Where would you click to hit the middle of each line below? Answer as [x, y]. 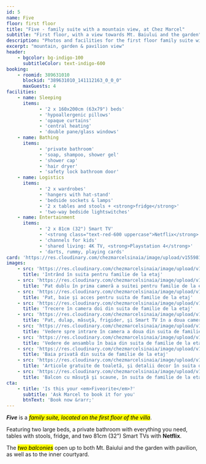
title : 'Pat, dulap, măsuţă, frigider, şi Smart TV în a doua [104, 320]
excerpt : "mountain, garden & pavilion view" [65, 47]
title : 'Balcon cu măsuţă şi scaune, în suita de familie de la [106, 377]
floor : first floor [31, 23]
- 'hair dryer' [59, 166]
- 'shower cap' [59, 160]
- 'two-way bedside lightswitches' [85, 212]
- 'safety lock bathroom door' [79, 172]
